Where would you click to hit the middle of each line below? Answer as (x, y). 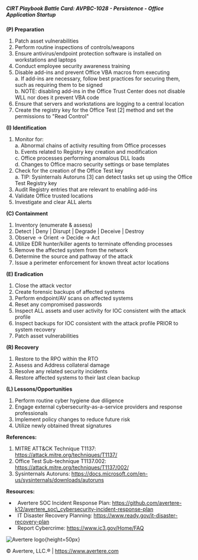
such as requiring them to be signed (59, 85)
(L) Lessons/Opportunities (39, 389)
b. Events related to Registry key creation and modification (86, 151)
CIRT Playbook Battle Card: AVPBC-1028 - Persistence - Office (85, 8)
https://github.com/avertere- (147, 503)
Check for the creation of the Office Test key (69, 170)
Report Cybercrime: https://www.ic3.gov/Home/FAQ (81, 528)
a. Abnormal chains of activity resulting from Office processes (90, 145)
